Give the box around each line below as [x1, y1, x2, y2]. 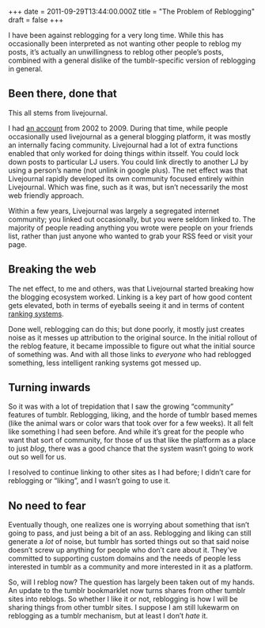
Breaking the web [8, 263, 97, 276]
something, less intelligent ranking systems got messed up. [8, 358, 202, 367]
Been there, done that [8, 87, 117, 101]
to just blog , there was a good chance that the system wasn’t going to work [8, 443, 254, 454]
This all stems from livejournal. [8, 108, 108, 117]
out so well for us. [8, 452, 67, 462]
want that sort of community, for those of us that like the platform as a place [8, 436, 256, 445]
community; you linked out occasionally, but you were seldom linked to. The [8, 214, 256, 224]
